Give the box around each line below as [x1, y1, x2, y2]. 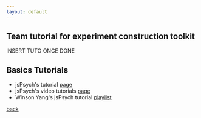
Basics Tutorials [6, 65, 69, 75]
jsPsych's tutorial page [15, 81, 73, 88]
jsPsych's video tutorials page [15, 87, 91, 94]
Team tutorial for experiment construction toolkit [6, 31, 196, 42]
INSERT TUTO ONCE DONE [6, 47, 75, 54]
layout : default [6, 8, 47, 15]
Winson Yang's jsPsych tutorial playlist [15, 94, 112, 101]
